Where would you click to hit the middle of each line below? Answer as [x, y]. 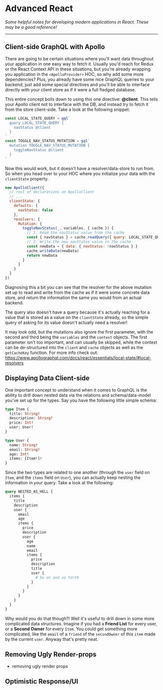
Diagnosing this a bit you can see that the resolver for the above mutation [78, 287]
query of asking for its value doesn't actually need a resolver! [66, 322]
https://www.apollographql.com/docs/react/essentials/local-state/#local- [78, 357]
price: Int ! [22, 423]
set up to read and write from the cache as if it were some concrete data [77, 292]
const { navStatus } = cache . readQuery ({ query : [77, 237]
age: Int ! [19, 454]
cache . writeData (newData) [53, 251]
